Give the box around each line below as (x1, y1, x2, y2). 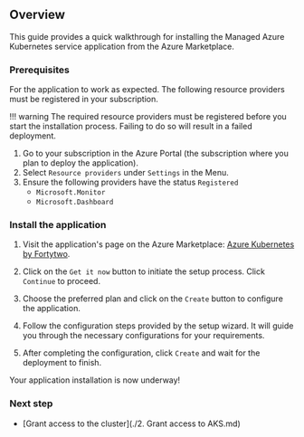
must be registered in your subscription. (9, 94, 158, 105)
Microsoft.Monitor (35, 188, 106, 197)
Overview (9, 7, 66, 23)
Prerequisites (9, 63, 70, 76)
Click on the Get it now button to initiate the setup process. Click (22, 266, 265, 277)
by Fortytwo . (22, 249, 71, 260)
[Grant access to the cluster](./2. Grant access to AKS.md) (22, 418, 242, 429)
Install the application (9, 219, 107, 232)
